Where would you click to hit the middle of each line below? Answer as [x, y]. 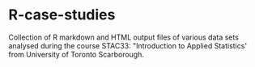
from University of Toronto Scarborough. [76, 54]
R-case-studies [62, 15]
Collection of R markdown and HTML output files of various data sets [123, 37]
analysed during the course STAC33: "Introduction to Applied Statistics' [128, 45]
